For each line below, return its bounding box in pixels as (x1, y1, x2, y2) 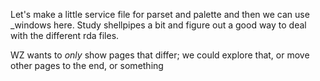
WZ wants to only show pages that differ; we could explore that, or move (10, 49, 310, 61)
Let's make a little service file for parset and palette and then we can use (10, 9, 310, 20)
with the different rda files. (10, 30, 120, 41)
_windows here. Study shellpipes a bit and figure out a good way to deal (10, 19, 307, 31)
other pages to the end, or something (10, 60, 164, 71)
